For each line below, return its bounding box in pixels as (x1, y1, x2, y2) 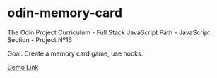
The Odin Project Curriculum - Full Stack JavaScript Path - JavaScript (7, 28, 211, 37)
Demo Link (7, 63, 39, 71)
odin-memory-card (7, 5, 122, 21)
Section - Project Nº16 (7, 35, 73, 44)
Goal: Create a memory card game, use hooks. (7, 49, 143, 58)
